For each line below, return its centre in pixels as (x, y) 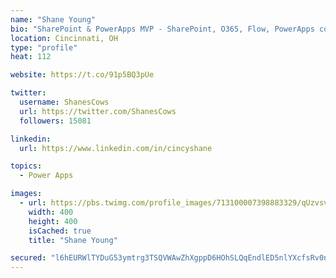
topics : (26, 166)
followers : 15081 (55, 121)
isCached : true (60, 231)
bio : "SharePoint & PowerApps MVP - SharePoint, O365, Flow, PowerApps (162, 29)
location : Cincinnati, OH (64, 38)
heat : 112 (31, 57)
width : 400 (51, 212)
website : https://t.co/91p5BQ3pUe (82, 75)
